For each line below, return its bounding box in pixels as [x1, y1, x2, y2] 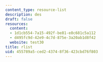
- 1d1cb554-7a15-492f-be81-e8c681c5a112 [10, 30, 96, 35]
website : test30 [10, 40, 44, 45]
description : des [5, 12, 42, 17]
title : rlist [5, 44, 33, 49]
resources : [5, 21, 28, 26]
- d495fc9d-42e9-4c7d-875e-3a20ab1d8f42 [10, 35, 96, 40]
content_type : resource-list [5, 7, 67, 12]
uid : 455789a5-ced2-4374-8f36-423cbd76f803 [5, 49, 98, 54]
